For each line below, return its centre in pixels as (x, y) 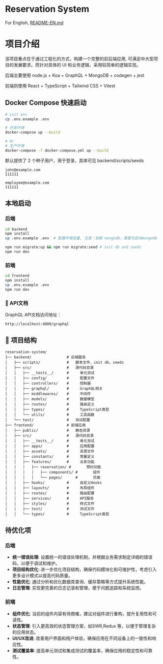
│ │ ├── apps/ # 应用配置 (50, 446)
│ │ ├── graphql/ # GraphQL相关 (54, 388)
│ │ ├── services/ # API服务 (50, 498)
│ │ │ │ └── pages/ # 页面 (53, 477)
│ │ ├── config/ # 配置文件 (50, 378)
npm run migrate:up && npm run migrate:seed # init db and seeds (73, 247)
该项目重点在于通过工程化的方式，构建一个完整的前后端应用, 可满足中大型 (79, 59)
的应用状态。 (25, 632)
